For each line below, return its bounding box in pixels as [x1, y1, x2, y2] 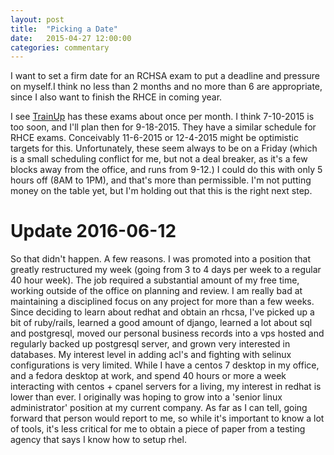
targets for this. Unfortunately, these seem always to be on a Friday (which [10, 142, 318, 155]
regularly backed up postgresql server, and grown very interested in [10, 338, 291, 350]
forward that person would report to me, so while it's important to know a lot [10, 412, 325, 425]
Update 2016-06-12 [10, 220, 177, 243]
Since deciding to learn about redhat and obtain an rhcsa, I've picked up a [10, 306, 315, 318]
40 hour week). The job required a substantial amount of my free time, [10, 274, 300, 286]
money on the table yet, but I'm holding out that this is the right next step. [10, 185, 313, 197]
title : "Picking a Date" [10, 24, 118, 34]
